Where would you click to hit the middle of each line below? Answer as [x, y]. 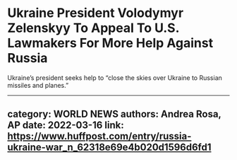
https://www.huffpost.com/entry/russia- [99, 136]
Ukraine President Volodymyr [96, 13]
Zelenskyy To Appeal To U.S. [93, 28]
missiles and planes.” [38, 85]
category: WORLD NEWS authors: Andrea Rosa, [114, 114]
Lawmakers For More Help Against [110, 43]
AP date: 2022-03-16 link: [66, 125]
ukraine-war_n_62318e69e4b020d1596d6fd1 [109, 148]
